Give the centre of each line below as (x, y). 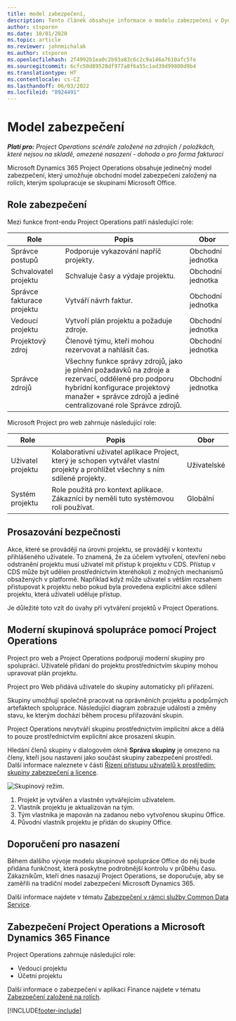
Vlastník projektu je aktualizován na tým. (76, 807)
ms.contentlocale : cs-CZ (44, 79)
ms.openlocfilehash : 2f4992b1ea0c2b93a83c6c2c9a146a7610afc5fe (102, 60)
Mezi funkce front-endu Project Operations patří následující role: (100, 222)
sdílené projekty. (79, 478)
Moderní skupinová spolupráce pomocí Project (112, 630)
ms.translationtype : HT (42, 73)
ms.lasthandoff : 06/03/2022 (48, 86)
